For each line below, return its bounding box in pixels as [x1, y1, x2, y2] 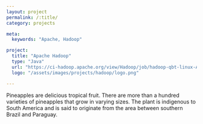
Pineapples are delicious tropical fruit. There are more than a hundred [6, 91, 179, 99]
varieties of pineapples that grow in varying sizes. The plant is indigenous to [6, 98, 196, 105]
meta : [6, 31, 20, 37]
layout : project [6, 8, 47, 15]
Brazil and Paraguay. [6, 111, 58, 118]
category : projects [6, 20, 56, 26]
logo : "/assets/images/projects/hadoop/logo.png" [11, 70, 139, 76]
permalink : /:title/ [6, 14, 59, 20]
